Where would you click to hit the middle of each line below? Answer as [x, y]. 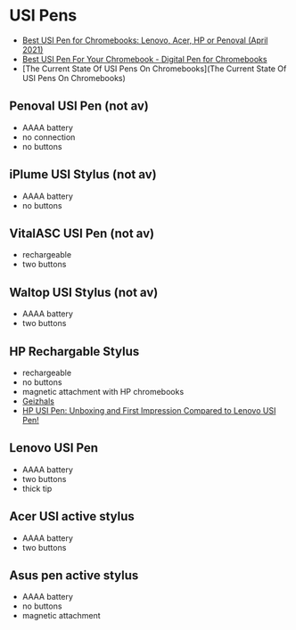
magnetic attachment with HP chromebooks [103, 392]
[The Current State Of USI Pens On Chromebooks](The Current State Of [154, 69]
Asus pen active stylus [74, 576]
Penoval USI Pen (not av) [79, 106]
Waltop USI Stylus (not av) [84, 292]
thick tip [37, 488]
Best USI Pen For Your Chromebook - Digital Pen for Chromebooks [144, 59]
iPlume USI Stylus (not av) [83, 175]
